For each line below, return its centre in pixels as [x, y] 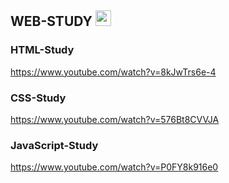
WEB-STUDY [51, 21]
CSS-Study [38, 98]
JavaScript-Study [54, 145]
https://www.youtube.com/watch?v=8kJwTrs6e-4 [113, 72]
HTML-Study [42, 50]
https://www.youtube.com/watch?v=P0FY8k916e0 [114, 167]
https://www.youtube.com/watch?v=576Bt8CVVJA [115, 119]
